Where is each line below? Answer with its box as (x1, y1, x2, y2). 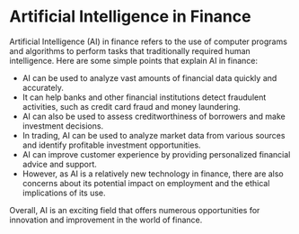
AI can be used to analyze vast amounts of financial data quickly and (22, 72, 277, 83)
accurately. (22, 82, 65, 93)
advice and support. (22, 158, 97, 169)
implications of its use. (22, 187, 106, 198)
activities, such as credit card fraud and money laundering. (22, 101, 241, 112)
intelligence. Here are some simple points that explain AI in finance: (9, 55, 259, 66)
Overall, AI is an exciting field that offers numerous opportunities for (9, 204, 260, 215)
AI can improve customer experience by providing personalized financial (22, 148, 291, 159)
